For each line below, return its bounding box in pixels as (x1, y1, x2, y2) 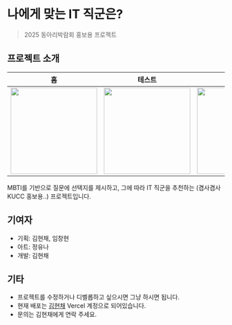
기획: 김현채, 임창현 (17, 234, 69, 242)
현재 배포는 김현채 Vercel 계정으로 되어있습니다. (17, 301, 146, 310)
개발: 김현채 (17, 251, 50, 259)
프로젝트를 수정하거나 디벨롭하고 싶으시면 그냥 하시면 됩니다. (17, 293, 180, 301)
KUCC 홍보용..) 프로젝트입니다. (7, 192, 92, 201)
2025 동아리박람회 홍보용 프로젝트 (23, 30, 117, 39)
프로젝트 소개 (7, 53, 60, 64)
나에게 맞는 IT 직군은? (7, 6, 124, 22)
